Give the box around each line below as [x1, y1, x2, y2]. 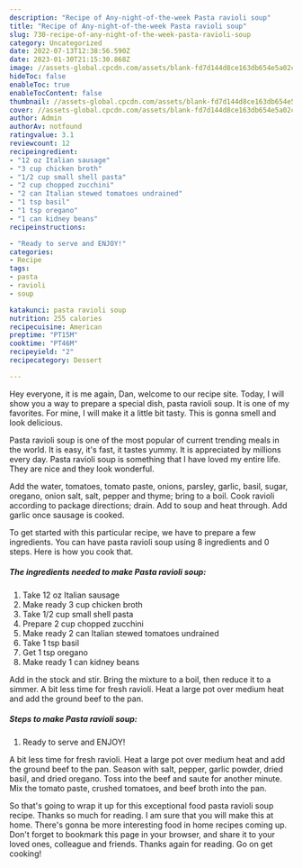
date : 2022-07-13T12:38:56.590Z [9, 47, 130, 56]
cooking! [9, 848, 42, 859]
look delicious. [9, 416, 63, 428]
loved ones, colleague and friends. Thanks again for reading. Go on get [9, 838, 273, 849]
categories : [9, 247, 54, 257]
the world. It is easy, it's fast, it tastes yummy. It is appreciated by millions [9, 443, 281, 455]
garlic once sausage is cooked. [9, 509, 125, 520]
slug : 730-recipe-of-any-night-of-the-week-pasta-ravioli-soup [9, 30, 252, 39]
